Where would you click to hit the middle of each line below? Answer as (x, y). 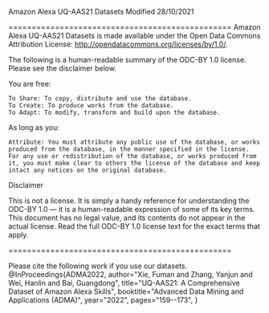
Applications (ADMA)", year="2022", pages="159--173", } (103, 300)
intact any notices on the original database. (88, 170)
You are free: (30, 84)
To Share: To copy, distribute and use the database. (100, 99)
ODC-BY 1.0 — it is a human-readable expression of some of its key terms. (132, 209)
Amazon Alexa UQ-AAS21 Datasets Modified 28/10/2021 (101, 12)
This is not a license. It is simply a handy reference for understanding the (129, 201)
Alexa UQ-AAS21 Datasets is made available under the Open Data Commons (134, 36)
